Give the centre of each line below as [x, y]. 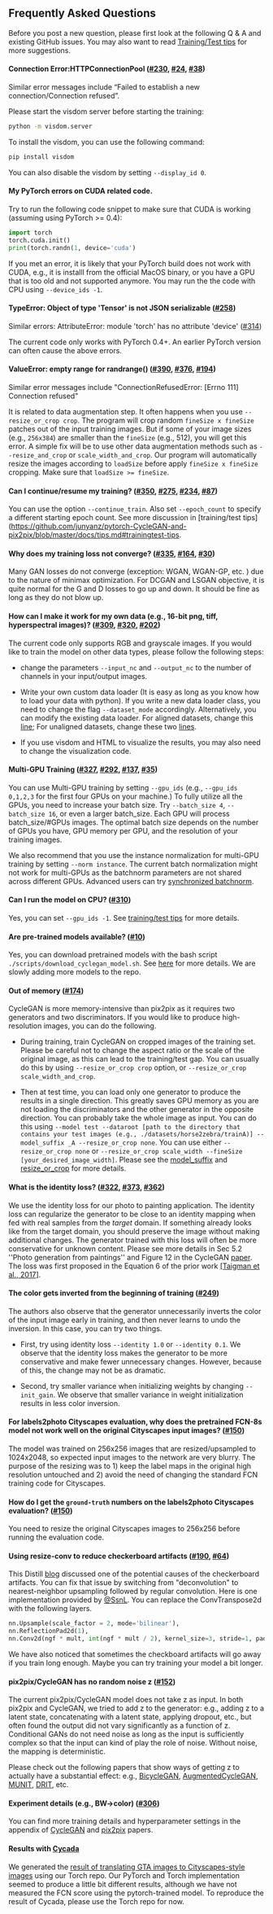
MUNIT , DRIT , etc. [39, 1785]
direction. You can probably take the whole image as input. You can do [139, 1118]
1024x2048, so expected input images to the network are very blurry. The [132, 1457]
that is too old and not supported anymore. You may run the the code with [132, 281]
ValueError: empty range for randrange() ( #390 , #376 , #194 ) [113, 369]
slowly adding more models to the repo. [75, 972]
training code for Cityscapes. [57, 1483]
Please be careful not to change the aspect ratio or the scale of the [132, 1050]
